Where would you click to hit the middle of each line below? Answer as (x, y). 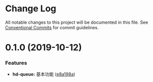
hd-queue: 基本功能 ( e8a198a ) (44, 74)
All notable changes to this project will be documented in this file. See (77, 22)
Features (16, 63)
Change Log (31, 9)
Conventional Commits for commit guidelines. (52, 27)
